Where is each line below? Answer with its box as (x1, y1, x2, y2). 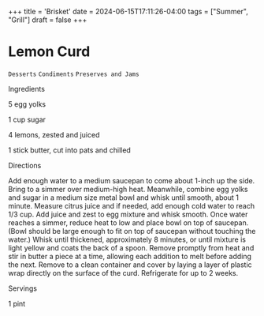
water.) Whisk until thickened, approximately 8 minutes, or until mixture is (8, 235, 247, 244)
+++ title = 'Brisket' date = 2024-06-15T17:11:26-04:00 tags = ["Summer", (8, 7, 248, 16)
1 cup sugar (8, 115, 46, 124)
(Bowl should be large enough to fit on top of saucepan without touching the (8, 226, 256, 235)
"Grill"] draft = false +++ (8, 15, 87, 24)
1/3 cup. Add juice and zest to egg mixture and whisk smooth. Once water (8, 209, 248, 219)
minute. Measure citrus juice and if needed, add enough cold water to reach (8, 201, 255, 210)
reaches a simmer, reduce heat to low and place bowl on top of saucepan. (8, 217, 249, 228)
